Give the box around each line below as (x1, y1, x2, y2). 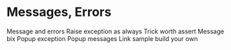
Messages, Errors (6, 4, 112, 20)
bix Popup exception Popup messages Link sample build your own (6, 34, 198, 42)
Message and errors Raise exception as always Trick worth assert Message (6, 27, 225, 35)
